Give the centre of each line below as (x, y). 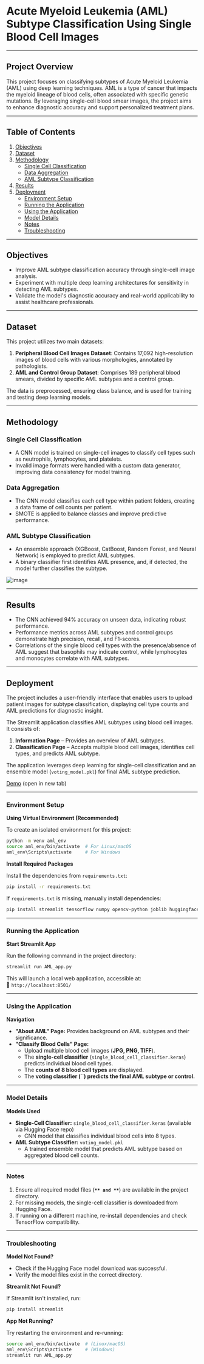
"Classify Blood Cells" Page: (52, 1044)
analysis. (26, 276)
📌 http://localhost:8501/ (39, 985)
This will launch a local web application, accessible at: (74, 978)
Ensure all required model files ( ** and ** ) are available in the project (102, 1189)
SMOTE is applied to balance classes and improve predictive (91, 514)
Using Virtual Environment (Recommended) (63, 818)
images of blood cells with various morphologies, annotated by (94, 360)
